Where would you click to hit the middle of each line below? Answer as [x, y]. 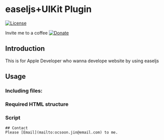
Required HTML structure [37, 104]
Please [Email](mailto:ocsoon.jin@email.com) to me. [62, 132]
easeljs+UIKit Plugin [49, 9]
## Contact [17, 128]
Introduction [25, 49]
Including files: [24, 91]
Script [13, 117]
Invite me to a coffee [26, 33]
